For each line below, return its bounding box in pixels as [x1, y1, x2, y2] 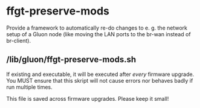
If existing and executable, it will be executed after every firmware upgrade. [6, 71, 195, 78]
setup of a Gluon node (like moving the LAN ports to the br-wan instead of [6, 30, 192, 37]
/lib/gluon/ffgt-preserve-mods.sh [6, 54, 137, 65]
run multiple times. [6, 83, 53, 91]
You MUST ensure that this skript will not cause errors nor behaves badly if [6, 77, 193, 84]
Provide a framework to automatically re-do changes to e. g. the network [6, 24, 187, 31]
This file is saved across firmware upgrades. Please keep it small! [6, 95, 169, 102]
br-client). [6, 37, 31, 44]
